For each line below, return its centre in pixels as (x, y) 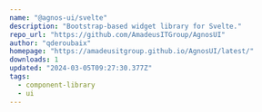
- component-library (56, 85)
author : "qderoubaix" (50, 43)
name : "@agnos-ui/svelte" (58, 18)
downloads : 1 (34, 60)
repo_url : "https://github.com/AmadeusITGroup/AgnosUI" (117, 34)
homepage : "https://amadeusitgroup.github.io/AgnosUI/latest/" (132, 51)
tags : (20, 77)
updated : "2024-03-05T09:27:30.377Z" (81, 69)
